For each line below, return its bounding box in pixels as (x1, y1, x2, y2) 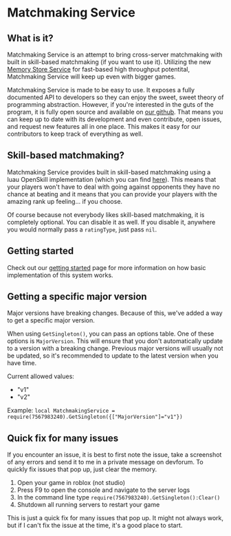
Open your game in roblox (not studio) (16, 479, 126, 487)
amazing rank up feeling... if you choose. (7, 197, 122, 205)
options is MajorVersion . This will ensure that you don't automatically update (7, 337, 223, 345)
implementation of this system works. (7, 271, 113, 279)
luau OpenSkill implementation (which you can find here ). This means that (7, 175, 217, 183)
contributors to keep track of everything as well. (7, 130, 143, 138)
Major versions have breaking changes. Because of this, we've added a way (7, 309, 223, 318)
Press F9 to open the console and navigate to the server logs (16, 486, 190, 494)
